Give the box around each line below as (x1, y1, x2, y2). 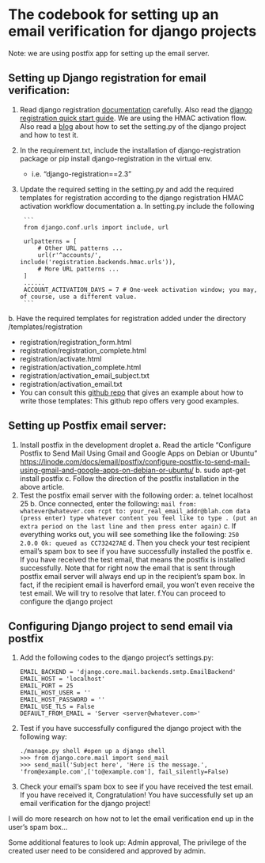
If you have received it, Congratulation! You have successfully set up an (19, 790, 254, 800)
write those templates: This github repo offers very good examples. (19, 396, 240, 405)
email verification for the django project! (19, 799, 151, 808)
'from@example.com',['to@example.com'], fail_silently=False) (19, 768, 229, 776)
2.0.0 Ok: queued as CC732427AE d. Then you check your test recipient (19, 538, 251, 547)
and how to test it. (19, 130, 79, 139)
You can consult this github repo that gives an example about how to (19, 388, 244, 397)
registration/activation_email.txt (19, 379, 123, 388)
